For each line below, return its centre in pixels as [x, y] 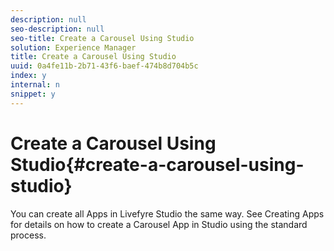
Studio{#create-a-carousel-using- [157, 164]
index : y [28, 76]
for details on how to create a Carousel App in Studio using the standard [159, 224]
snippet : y [33, 94]
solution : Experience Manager [73, 47]
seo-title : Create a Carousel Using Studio [102, 38]
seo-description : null [57, 29]
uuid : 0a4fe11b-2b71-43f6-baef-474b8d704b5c [104, 66]
